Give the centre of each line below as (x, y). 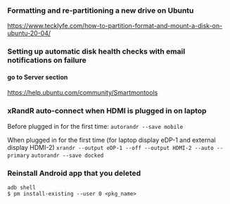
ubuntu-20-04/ (29, 33)
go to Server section (38, 77)
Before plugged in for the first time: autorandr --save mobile (95, 126)
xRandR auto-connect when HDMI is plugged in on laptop (107, 111)
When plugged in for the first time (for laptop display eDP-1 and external (111, 140)
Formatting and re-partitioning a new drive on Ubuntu (101, 11)
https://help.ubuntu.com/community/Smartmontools (83, 93)
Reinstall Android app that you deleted (74, 173)
